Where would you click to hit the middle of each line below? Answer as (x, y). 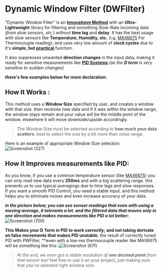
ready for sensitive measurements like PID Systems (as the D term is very (79, 62)
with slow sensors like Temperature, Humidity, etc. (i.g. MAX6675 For (75, 38)
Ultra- (131, 22)
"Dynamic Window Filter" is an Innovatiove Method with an (64, 22)
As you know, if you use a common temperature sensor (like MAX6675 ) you (80, 175)
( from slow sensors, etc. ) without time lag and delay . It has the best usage (79, 32)
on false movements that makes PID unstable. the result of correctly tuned (81, 235)
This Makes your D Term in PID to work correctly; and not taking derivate (80, 230)
